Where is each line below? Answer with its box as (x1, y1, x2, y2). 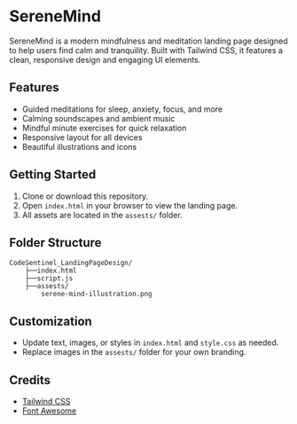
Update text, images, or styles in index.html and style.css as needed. (21, 337, 279, 348)
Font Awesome (21, 405, 77, 416)
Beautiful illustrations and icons (21, 141, 137, 152)
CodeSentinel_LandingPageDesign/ (9, 259, 133, 268)
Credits (9, 373, 51, 388)
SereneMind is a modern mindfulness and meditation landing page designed (9, 35, 288, 46)
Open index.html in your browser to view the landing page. (21, 200, 238, 210)
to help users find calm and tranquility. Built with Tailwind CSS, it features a (9, 44, 284, 55)
